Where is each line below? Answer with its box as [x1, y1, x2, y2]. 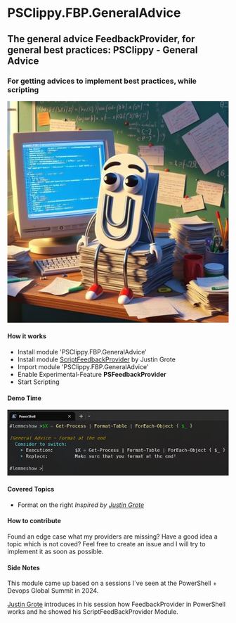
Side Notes [7, 563, 40, 572]
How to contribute [7, 517, 62, 525]
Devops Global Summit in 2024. [7, 586, 99, 595]
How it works [7, 332, 47, 340]
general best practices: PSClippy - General [7, 44, 198, 56]
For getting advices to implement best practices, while [7, 76, 197, 86]
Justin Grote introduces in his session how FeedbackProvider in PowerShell [7, 600, 226, 609]
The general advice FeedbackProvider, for [7, 33, 195, 45]
